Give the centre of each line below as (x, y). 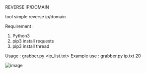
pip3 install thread (31, 46)
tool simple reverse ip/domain (36, 17)
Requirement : (19, 26)
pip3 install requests (33, 41)
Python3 (21, 36)
